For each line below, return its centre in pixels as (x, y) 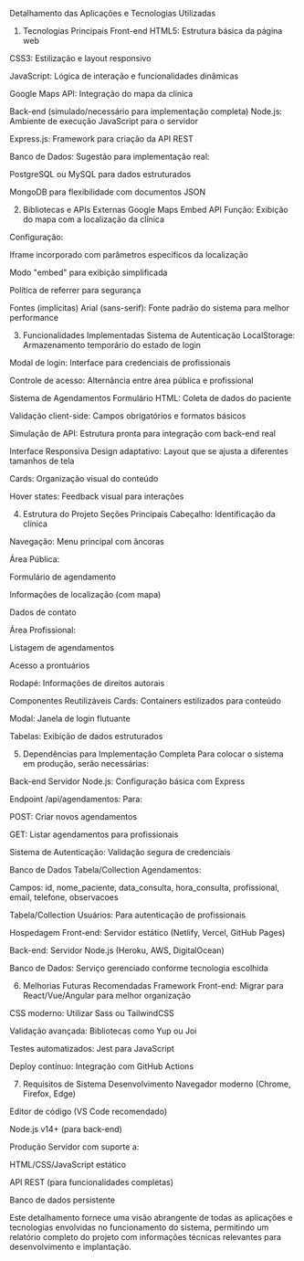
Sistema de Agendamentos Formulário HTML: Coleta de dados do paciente (151, 398)
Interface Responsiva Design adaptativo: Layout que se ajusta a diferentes (149, 451)
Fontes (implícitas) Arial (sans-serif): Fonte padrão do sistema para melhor (150, 308)
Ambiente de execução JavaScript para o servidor (104, 121)
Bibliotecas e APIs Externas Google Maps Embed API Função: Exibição (156, 210)
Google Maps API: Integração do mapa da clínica (101, 94)
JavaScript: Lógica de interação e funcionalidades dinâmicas (124, 76)
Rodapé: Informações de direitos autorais (87, 683)
